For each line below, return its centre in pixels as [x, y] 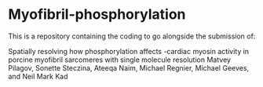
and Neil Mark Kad [38, 76]
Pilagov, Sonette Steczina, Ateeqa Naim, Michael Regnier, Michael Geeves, [129, 67]
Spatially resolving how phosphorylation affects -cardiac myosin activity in [129, 51]
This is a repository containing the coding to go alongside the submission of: [132, 36]
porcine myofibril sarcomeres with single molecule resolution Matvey [120, 60]
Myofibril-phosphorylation [97, 14]
